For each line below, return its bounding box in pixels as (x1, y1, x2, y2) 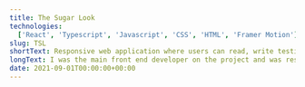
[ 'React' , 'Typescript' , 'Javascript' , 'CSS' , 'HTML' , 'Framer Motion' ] (17, 30, 299, 39)
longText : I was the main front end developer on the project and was (9, 55, 282, 64)
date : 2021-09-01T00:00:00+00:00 (9, 64, 136, 73)
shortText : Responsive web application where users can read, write (9, 47, 274, 56)
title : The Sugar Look (9, 13, 95, 23)
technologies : (9, 22, 64, 31)
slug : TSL (9, 38, 47, 48)
